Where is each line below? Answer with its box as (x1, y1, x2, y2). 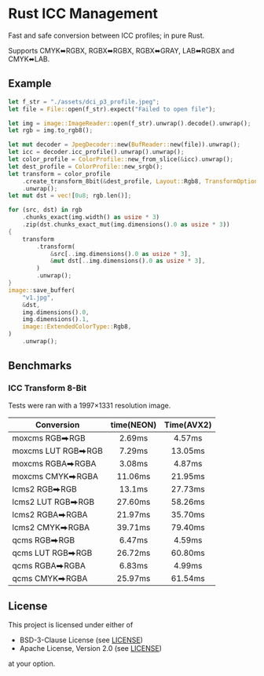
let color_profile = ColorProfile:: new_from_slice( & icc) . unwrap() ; (8, 155, 234, 163)
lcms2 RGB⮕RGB (12, 484, 77, 495)
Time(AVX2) (163, 419, 212, 430)
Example (8, 77, 52, 90)
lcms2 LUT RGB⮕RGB (12, 496, 95, 507)
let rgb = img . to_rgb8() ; (8, 126, 93, 134)
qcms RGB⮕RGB (12, 535, 75, 546)
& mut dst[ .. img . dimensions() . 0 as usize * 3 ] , (49, 257, 206, 265)
